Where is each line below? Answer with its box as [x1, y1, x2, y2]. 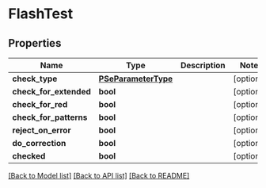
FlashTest [8, 5, 74, 23]
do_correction [12, 138, 66, 148]
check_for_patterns [12, 112, 88, 123]
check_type [12, 73, 58, 84]
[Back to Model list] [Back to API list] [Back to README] [8, 171, 190, 180]
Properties [8, 36, 62, 50]
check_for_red [12, 99, 68, 109]
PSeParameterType [98, 73, 173, 84]
